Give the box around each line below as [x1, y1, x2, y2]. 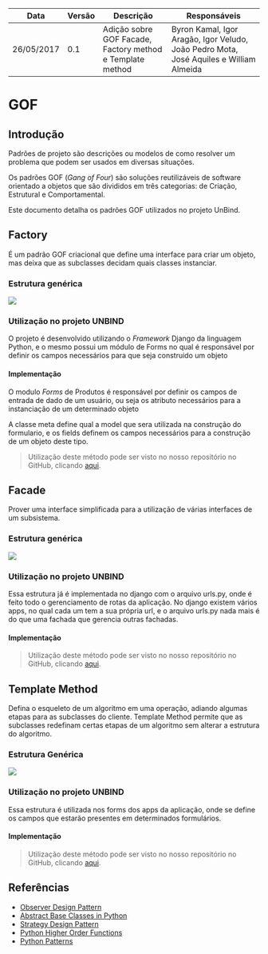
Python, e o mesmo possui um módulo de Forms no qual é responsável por [8, 342, 255, 352]
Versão [67, 10, 96, 21]
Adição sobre [102, 24, 153, 34]
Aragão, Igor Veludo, [171, 34, 249, 45]
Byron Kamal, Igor [171, 24, 238, 34]
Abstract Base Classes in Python [19, 911, 128, 920]
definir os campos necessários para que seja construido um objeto [8, 351, 228, 361]
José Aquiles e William [171, 54, 256, 65]
